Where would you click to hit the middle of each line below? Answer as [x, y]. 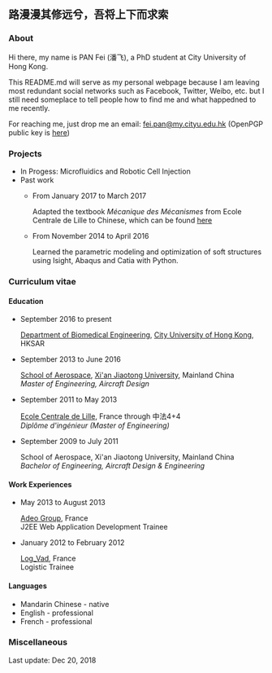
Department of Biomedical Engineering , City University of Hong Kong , [137, 335]
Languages [28, 586]
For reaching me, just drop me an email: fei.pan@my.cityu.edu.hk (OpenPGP [136, 124]
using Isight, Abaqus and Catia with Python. [105, 260]
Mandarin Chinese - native [65, 604]
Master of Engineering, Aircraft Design [85, 384]
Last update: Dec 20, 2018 [52, 660]
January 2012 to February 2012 [72, 543]
